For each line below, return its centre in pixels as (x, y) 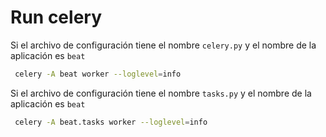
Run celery (56, 17)
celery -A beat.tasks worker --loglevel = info (111, 122)
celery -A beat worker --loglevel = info (98, 74)
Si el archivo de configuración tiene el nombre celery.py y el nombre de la (163, 45)
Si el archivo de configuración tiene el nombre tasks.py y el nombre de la (161, 93)
